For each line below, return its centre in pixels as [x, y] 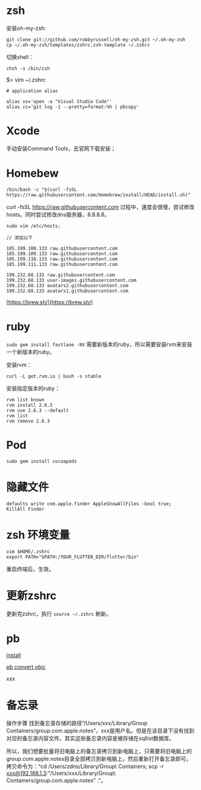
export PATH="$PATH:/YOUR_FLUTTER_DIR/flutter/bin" [73, 557]
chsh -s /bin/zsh [28, 68]
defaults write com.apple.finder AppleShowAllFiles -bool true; [89, 504]
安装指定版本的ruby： [33, 388]
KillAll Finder [25, 509]
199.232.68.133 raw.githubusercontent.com [61, 275]
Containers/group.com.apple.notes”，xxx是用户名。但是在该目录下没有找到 [100, 731]
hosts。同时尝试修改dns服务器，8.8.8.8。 [58, 214]
